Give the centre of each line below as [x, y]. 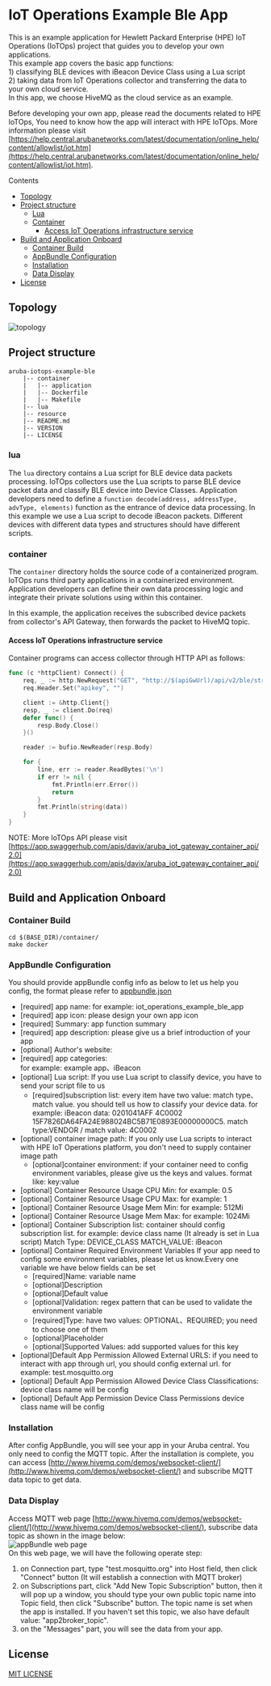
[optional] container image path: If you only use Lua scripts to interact [136, 1139]
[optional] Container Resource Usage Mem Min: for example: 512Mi [131, 1208]
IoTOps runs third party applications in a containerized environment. [121, 580]
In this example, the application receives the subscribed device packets [127, 614]
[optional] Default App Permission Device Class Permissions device [132, 1399]
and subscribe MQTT [218, 1472]
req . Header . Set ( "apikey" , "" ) [74, 688]
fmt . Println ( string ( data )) [83, 807]
